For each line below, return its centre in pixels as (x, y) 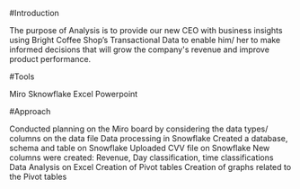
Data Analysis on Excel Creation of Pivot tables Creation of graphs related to (150, 167)
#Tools (22, 76)
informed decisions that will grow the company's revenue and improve (139, 49)
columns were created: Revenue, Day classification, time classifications (141, 157)
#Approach (30, 111)
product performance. (50, 59)
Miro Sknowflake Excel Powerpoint (74, 94)
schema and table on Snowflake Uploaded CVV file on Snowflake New (140, 148)
